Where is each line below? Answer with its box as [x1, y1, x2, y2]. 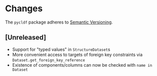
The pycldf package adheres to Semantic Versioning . [5, 19, 113, 25]
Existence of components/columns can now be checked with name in [12, 62, 153, 68]
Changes [5, 3, 43, 14]
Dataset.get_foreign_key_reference [12, 57, 85, 63]
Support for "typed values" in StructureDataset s [12, 46, 110, 52]
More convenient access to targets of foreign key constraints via [12, 51, 143, 57]
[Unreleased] [5, 33, 47, 42]
